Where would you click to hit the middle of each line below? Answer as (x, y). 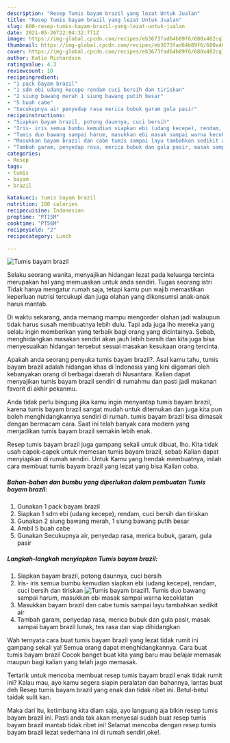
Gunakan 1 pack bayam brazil (59, 507)
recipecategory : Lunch (39, 236)
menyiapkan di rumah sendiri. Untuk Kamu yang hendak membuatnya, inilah (114, 459)
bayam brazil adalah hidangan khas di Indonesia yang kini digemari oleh (108, 367)
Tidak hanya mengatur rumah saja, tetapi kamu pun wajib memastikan (106, 289)
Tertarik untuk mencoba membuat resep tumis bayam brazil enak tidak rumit (115, 675)
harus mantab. (27, 304)
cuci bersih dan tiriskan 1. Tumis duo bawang (111, 591)
